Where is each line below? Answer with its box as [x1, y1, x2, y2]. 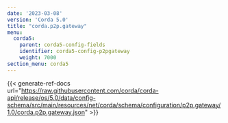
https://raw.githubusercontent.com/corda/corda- [21, 86, 159, 94]
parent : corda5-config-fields [19, 41, 106, 48]
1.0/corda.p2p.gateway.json [7, 108, 86, 116]
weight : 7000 [19, 54, 57, 61]
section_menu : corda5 [7, 60, 69, 67]
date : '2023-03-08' [7, 10, 63, 17]
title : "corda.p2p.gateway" [7, 22, 88, 29]
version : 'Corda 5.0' [7, 16, 69, 23]
